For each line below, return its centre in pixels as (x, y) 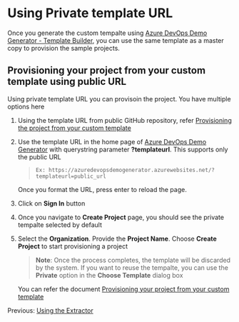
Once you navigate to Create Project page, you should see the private (121, 217)
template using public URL (67, 82)
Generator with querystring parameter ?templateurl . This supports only (123, 149)
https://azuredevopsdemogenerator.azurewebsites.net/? (132, 170)
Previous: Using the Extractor (51, 310)
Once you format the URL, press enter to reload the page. (102, 189)
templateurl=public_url (71, 176)
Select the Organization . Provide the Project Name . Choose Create (117, 238)
